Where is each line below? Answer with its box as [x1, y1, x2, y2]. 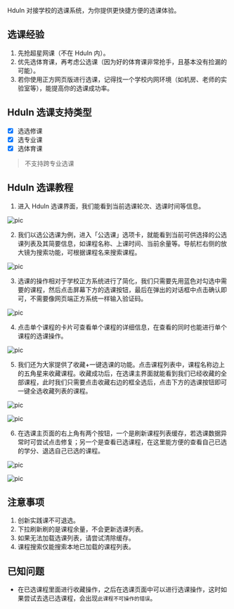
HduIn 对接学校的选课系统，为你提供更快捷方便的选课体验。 [7, 6, 181, 14]
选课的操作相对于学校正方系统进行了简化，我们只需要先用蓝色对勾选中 [17, 277, 221, 285]
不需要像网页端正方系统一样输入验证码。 [30, 294, 148, 303]
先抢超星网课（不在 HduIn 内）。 [17, 49, 110, 57]
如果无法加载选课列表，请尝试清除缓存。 [17, 534, 135, 542]
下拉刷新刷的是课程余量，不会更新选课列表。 [17, 525, 148, 534]
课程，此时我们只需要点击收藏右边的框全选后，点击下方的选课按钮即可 [23, 377, 227, 386]
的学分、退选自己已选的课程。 [17, 446, 104, 455]
